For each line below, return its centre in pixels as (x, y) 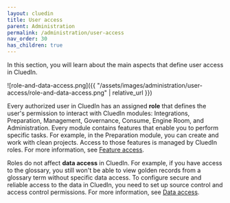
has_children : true (35, 45)
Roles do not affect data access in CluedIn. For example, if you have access (115, 163)
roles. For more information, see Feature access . (76, 150)
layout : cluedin (30, 13)
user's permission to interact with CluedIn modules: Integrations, (99, 113)
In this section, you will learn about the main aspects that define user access (115, 65)
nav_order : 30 (27, 39)
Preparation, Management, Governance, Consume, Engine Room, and (105, 120)
